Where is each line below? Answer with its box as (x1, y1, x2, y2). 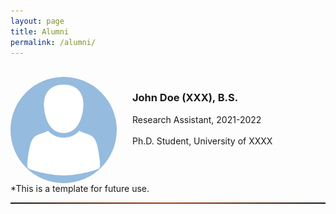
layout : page (10, 16, 65, 26)
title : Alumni (10, 26, 70, 37)
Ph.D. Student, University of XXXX (132, 135, 273, 147)
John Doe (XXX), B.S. (132, 91, 239, 105)
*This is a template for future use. (10, 183, 150, 195)
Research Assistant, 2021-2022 (132, 113, 262, 125)
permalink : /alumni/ (10, 37, 97, 47)
